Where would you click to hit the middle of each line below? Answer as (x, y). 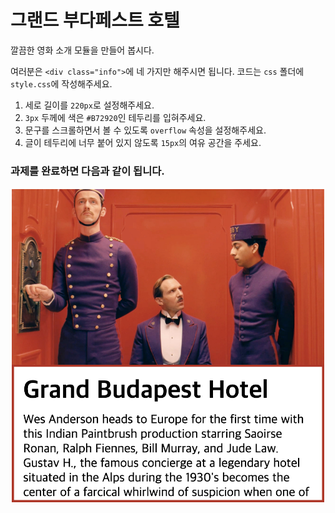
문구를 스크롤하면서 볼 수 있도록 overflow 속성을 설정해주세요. (145, 130)
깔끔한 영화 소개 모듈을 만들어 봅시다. (82, 50)
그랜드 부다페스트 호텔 (95, 20)
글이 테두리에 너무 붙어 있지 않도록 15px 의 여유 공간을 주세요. (143, 142)
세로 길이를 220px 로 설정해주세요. (89, 105)
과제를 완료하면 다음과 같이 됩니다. (87, 171)
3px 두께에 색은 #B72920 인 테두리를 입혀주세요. (115, 117)
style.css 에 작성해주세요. (61, 83)
